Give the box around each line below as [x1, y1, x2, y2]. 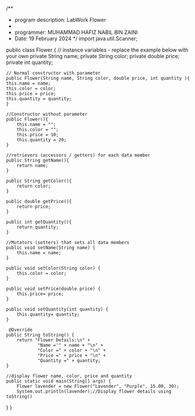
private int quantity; [6, 59, 53, 66]
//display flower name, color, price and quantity [6, 373, 132, 379]
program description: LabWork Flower [14, 16, 107, 23]
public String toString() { [6, 332, 75, 338]
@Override [8, 327, 33, 333]
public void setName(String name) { [6, 245, 95, 251]
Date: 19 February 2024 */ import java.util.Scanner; [14, 35, 138, 42]
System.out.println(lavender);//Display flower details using [16, 388, 172, 394]
